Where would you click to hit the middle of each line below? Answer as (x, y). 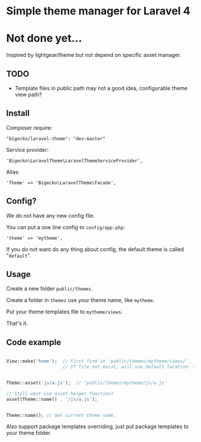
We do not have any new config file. (51, 215)
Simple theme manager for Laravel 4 (98, 11)
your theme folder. (29, 433)
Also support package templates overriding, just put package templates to (98, 426)
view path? (28, 95)
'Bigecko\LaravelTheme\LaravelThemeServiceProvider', (75, 161)
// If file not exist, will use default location (125, 367)
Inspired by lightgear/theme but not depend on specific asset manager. (94, 55)
